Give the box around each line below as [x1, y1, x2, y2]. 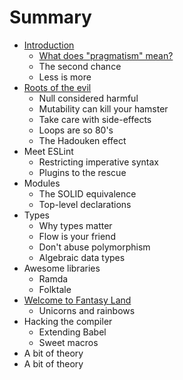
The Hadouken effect [38, 134, 127, 146]
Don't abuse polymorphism [38, 241, 151, 253]
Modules [23, 177, 61, 189]
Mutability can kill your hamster [38, 102, 169, 115]
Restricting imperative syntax [38, 156, 159, 168]
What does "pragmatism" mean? [38, 49, 174, 61]
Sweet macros [38, 336, 99, 348]
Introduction [23, 39, 75, 51]
